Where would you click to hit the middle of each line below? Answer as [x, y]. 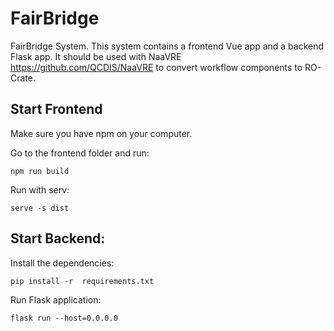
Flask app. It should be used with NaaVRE [96, 56]
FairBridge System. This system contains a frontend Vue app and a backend [167, 46]
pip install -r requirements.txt [82, 281]
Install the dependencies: [62, 263]
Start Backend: [58, 238]
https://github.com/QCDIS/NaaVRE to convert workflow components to [156, 67]
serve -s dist [40, 208]
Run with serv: [40, 189]
